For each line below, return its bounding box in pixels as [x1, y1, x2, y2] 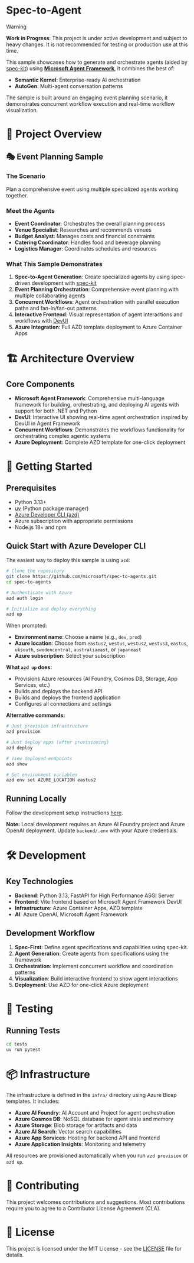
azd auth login [6, 595, 44, 601]
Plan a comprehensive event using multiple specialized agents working [6, 186, 179, 193]
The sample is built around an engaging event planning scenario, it [6, 94, 168, 101]
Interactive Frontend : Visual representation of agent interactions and [14, 311, 183, 318]
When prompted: [6, 622, 47, 629]
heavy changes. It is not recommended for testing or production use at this [6, 41, 188, 48]
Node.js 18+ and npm [14, 524, 67, 531]
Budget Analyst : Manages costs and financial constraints [14, 233, 155, 240]
